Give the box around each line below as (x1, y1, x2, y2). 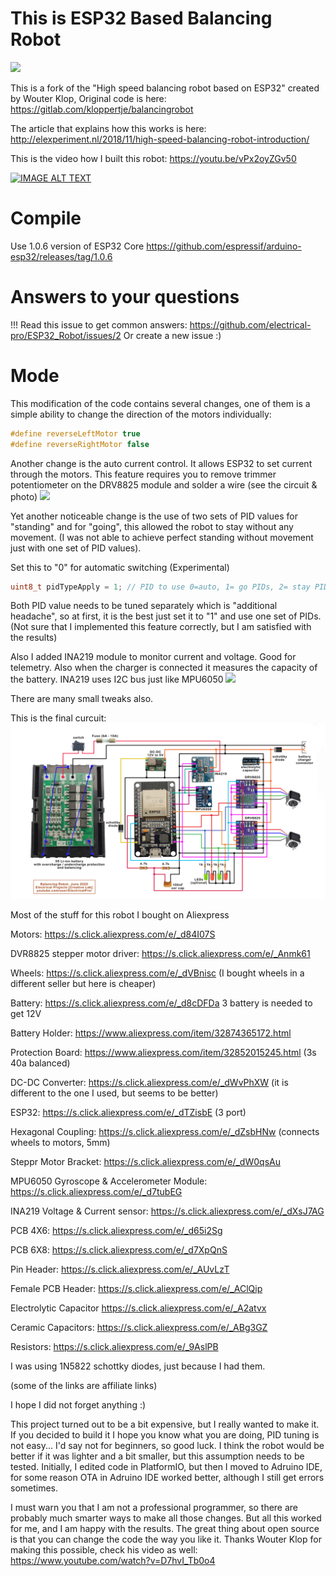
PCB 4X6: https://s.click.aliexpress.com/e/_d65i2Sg (10, 1224, 223, 1236)
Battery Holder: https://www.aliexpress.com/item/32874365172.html (10, 1027, 292, 1039)
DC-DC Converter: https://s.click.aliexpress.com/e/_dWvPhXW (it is (10, 1076, 289, 1088)
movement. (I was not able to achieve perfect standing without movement (10, 531, 314, 543)
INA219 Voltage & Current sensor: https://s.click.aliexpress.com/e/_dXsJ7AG (10, 1205, 325, 1217)
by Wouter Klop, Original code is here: (10, 92, 167, 104)
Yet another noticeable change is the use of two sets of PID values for (10, 510, 298, 522)
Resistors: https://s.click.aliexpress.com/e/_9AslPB (10, 1340, 219, 1352)
